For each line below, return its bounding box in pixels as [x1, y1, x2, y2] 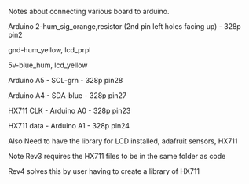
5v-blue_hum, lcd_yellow [8, 60, 88, 70]
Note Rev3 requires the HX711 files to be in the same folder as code [8, 152, 226, 161]
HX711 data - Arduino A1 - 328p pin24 [8, 121, 130, 130]
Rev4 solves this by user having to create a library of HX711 [8, 167, 200, 175]
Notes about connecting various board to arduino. [8, 7, 170, 16]
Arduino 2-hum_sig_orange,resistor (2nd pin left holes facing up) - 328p [8, 22, 241, 31]
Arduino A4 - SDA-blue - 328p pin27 [8, 91, 127, 100]
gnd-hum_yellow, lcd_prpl [8, 45, 91, 54]
